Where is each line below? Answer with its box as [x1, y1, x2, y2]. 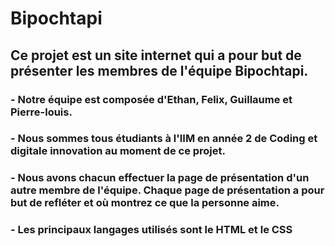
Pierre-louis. [10, 105, 73, 119]
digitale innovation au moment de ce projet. [10, 144, 227, 158]
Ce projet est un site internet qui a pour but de [10, 47, 302, 64]
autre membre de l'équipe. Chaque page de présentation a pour [10, 183, 325, 197]
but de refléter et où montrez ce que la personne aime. [10, 196, 280, 210]
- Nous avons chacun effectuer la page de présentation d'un [10, 171, 310, 185]
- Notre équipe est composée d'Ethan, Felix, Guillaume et [10, 92, 293, 106]
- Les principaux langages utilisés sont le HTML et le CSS [10, 223, 293, 237]
